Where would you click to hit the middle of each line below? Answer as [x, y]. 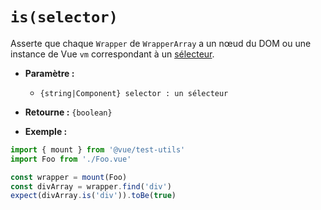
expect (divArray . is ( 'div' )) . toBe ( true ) [93, 196]
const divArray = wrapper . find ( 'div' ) [91, 186]
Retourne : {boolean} [68, 112]
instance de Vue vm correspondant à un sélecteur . [112, 54]
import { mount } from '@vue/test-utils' [98, 149]
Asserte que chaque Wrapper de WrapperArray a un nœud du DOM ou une [161, 43]
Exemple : [46, 131]
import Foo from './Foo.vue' [71, 159]
